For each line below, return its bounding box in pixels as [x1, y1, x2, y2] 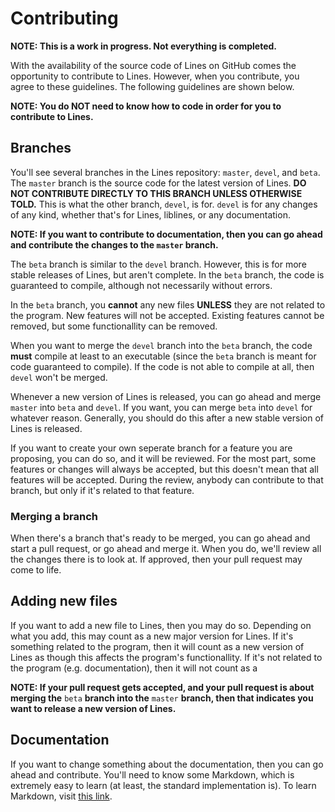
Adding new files [10, 593, 118, 610]
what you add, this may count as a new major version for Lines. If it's [10, 630, 294, 642]
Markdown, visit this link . [10, 790, 113, 802]
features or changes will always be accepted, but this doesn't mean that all [10, 463, 319, 475]
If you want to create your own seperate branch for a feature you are [10, 442, 293, 454]
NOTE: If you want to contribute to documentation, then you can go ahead [10, 228, 323, 240]
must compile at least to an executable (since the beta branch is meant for [10, 350, 317, 362]
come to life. [10, 564, 62, 576]
